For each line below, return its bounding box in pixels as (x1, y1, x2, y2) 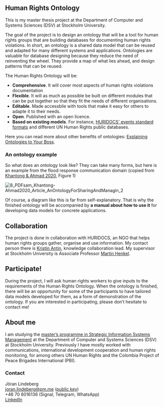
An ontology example (5, 151, 57, 158)
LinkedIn (5, 396, 23, 403)
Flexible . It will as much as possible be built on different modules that (12, 93, 153, 98)
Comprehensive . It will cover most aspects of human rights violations (12, 82, 154, 88)
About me (5, 318, 36, 327)
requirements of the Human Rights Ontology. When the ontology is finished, (5, 283, 158, 289)
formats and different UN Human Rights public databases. (12, 124, 130, 130)
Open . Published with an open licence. (12, 113, 91, 120)
